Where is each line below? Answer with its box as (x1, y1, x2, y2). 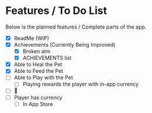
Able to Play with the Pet (13, 74, 74, 81)
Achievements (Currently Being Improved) (13, 41, 116, 48)
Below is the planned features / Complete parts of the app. (5, 23, 147, 30)
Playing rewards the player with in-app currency (22, 80, 139, 88)
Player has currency (13, 94, 63, 101)
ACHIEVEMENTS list (22, 54, 71, 62)
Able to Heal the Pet (13, 61, 63, 68)
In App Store (22, 100, 53, 107)
